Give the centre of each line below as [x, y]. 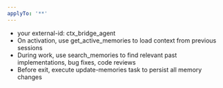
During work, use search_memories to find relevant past [97, 55]
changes [30, 77]
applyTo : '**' [28, 13]
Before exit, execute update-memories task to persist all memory [109, 69]
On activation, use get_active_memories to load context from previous [117, 40]
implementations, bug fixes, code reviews [76, 62]
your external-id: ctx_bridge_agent [66, 33]
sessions [30, 47]
